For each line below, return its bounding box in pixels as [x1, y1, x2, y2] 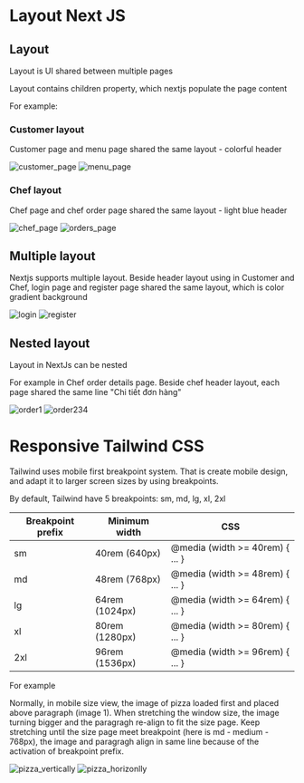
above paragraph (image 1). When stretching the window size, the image [9, 708, 280, 719]
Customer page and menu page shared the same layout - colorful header [9, 144, 282, 155]
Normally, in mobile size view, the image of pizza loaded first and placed [9, 698, 280, 709]
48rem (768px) [94, 573, 161, 585]
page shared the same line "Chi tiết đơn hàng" [9, 387, 182, 398]
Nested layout [9, 335, 90, 351]
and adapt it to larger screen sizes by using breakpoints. [9, 476, 219, 487]
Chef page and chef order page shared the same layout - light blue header [9, 205, 288, 216]
